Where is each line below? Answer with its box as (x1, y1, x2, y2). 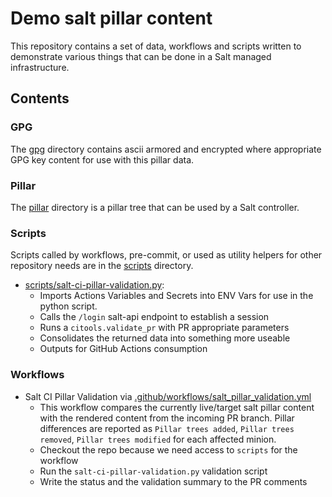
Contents (10, 90, 70, 107)
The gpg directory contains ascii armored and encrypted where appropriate (10, 143, 322, 155)
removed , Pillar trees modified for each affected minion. (39, 433, 277, 445)
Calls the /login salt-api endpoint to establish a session (39, 311, 270, 323)
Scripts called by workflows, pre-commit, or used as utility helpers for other (10, 249, 323, 261)
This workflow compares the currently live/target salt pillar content (39, 401, 315, 413)
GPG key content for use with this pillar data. (10, 153, 195, 166)
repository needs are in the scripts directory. (10, 260, 194, 272)
